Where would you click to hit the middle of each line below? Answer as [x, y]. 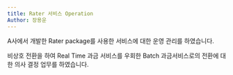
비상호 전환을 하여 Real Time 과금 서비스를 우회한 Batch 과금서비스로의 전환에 [113, 56]
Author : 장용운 [27, 20]
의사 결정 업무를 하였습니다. [51, 64]
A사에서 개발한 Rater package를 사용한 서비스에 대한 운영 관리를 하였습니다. [111, 41]
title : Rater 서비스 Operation [50, 14]
